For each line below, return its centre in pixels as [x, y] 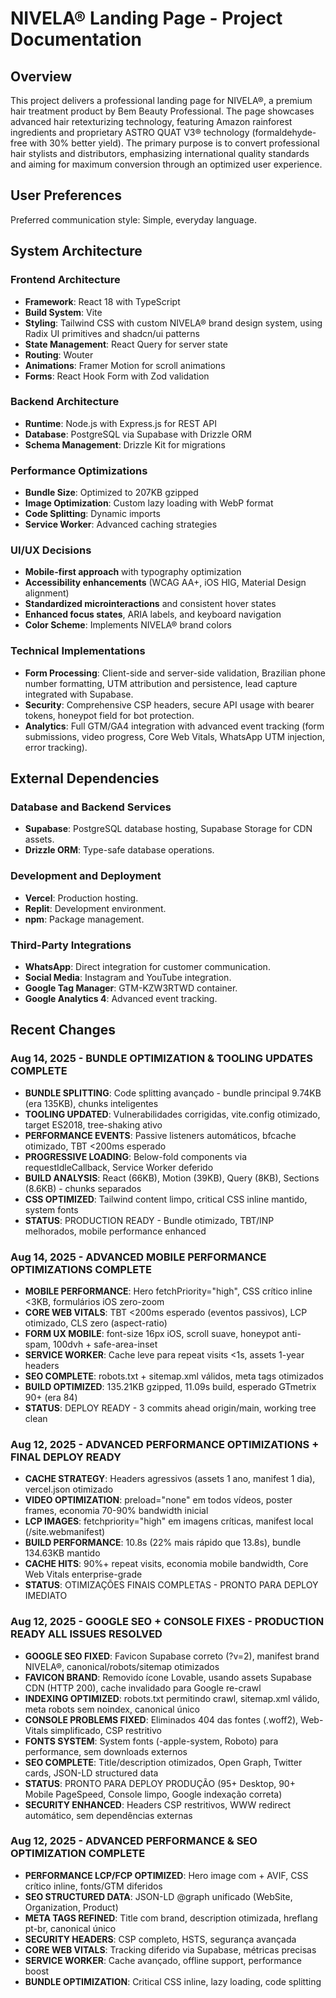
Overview [41, 76]
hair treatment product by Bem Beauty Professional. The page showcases [162, 111]
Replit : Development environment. [95, 908]
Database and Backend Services [91, 807]
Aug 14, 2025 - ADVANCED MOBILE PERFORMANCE [138, 1257]
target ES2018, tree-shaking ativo [93, 1124]
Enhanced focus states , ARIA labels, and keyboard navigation [153, 614]
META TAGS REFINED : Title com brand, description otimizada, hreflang [171, 1918]
